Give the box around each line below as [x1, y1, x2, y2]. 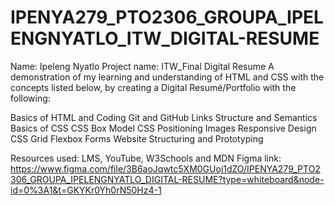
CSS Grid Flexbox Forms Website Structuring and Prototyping [10, 132, 264, 145]
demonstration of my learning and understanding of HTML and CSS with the [10, 71, 325, 83]
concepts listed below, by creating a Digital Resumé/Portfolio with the [10, 81, 297, 93]
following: [10, 92, 51, 104]
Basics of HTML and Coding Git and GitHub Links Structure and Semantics [10, 111, 318, 123]
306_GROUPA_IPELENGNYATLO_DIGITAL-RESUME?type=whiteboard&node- [10, 173, 325, 185]
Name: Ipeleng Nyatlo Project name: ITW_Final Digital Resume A [10, 60, 275, 72]
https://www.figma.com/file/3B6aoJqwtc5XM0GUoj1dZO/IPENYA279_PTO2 [10, 162, 321, 175]
